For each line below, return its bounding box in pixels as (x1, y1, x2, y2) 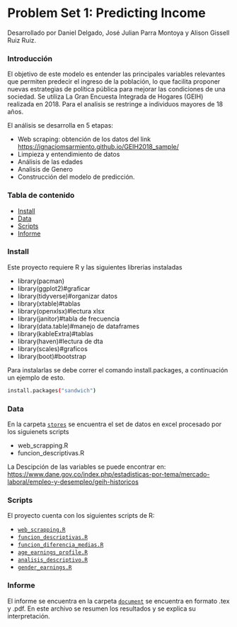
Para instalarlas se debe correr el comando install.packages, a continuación (7, 365, 229, 374)
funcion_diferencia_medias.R (17, 541, 104, 549)
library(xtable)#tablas (17, 299, 81, 308)
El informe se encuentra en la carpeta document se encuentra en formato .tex (7, 597, 230, 605)
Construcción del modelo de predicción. (17, 172, 135, 182)
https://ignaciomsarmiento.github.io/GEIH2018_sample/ (17, 143, 179, 151)
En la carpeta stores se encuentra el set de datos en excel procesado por (7, 420, 222, 428)
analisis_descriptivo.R (17, 557, 88, 564)
